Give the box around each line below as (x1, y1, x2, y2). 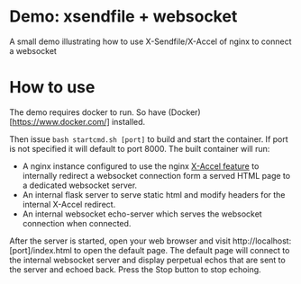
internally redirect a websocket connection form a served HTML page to (22, 170, 291, 181)
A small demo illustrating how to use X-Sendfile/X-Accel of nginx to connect (9, 36, 292, 47)
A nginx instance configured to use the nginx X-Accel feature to (22, 160, 260, 172)
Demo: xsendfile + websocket (9, 6, 238, 27)
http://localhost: (233, 235, 292, 246)
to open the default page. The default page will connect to (73, 244, 290, 255)
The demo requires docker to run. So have (9, 106, 167, 118)
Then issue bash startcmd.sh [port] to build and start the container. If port (9, 133, 288, 145)
